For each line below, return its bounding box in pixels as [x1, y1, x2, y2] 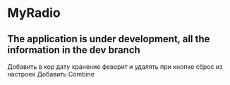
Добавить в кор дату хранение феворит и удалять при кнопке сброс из [7, 63, 223, 71]
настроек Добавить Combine [7, 70, 95, 78]
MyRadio [7, 5, 61, 21]
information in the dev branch [7, 44, 141, 55]
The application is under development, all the [7, 33, 210, 45]
